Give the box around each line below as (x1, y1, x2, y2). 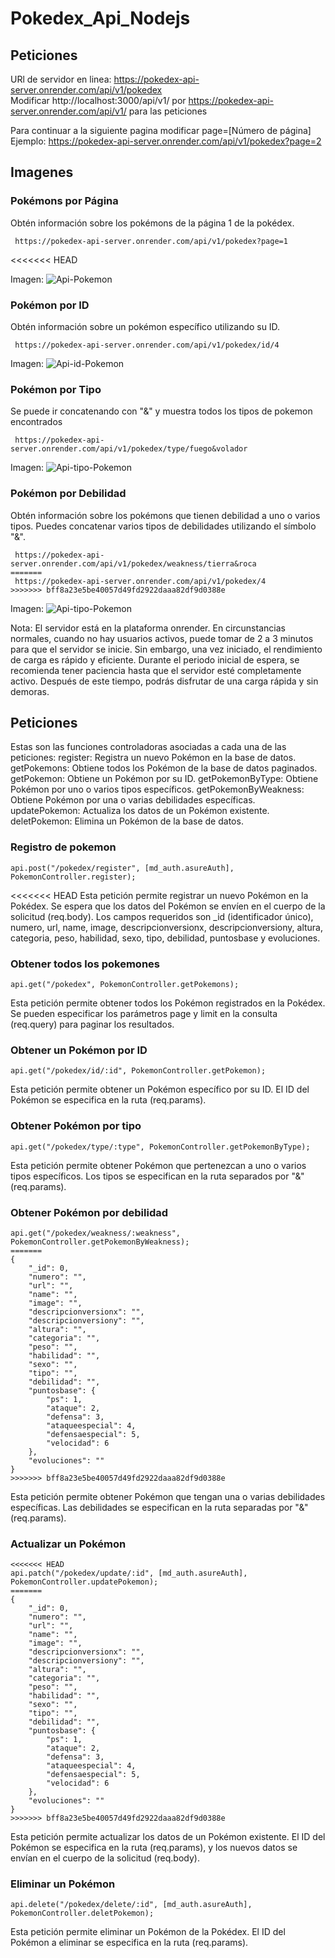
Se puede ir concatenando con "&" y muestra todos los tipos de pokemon (10, 405, 313, 417)
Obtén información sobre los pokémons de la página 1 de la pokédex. (10, 217, 295, 229)
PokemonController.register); (10, 872, 137, 882)
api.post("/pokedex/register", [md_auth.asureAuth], (10, 863, 235, 873)
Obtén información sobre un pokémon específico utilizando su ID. (10, 320, 281, 332)
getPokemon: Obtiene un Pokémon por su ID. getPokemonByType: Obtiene (10, 773, 319, 785)
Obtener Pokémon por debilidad (10, 1205, 169, 1219)
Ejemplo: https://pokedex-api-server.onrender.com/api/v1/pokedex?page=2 (10, 135, 322, 147)
